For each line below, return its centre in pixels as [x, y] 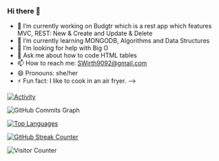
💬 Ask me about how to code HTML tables [77, 55]
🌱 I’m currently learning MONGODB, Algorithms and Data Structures [113, 41]
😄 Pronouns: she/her [47, 73]
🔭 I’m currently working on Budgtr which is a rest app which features [114, 26]
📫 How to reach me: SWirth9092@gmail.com [82, 63]
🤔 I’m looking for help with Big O [63, 48]
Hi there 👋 [24, 11]
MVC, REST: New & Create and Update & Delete [85, 33]
